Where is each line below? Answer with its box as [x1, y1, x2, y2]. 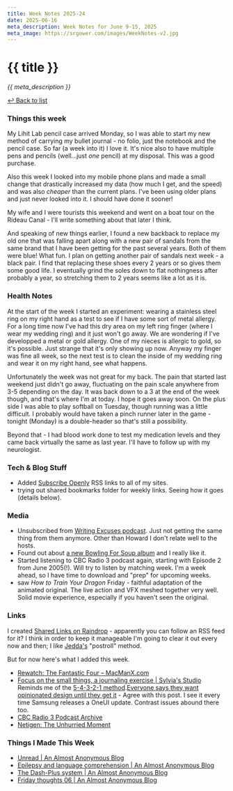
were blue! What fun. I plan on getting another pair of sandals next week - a [7, 252, 224, 260]
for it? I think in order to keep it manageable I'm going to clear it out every [7, 634, 218, 642]
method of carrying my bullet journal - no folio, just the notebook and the [7, 137, 216, 145]
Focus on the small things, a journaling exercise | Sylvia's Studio [17, 676, 202, 684]
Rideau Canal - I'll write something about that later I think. [7, 216, 172, 224]
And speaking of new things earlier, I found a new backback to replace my [7, 229, 220, 238]
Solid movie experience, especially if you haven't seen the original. [17, 594, 209, 602]
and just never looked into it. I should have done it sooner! [7, 195, 173, 203]
